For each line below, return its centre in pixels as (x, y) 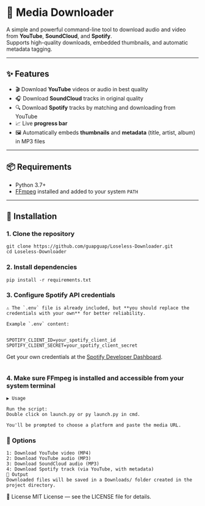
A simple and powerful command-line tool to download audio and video (96, 29)
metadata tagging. (29, 49)
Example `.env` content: (38, 324)
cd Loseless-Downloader (37, 252)
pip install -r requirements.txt (49, 280)
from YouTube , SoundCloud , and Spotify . (59, 36)
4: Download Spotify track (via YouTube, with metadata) (80, 469)
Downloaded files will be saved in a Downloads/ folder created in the (99, 480)
